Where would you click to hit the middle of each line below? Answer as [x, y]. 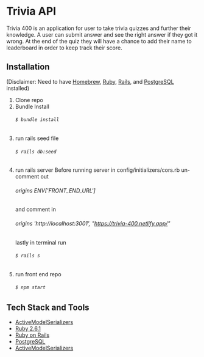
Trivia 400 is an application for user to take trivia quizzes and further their [99, 28]
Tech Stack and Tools [48, 307]
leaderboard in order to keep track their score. [65, 48]
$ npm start [30, 288]
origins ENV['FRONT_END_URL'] [55, 190]
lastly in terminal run [40, 242]
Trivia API [31, 11]
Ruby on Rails [32, 335]
